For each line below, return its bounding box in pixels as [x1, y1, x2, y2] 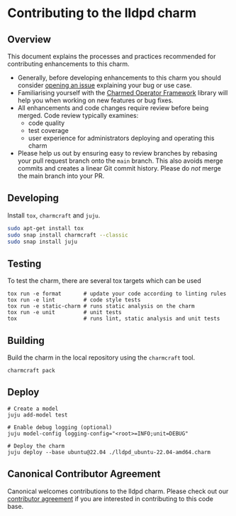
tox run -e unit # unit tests [7, 309, 122, 316]
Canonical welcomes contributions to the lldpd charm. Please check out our [7, 487, 229, 495]
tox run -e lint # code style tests [7, 296, 141, 303]
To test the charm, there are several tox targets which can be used [7, 276, 202, 285]
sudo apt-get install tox [7, 225, 84, 232]
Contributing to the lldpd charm [7, 5, 197, 21]
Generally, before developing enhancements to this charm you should [17, 73, 222, 82]
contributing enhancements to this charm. [7, 60, 130, 68]
